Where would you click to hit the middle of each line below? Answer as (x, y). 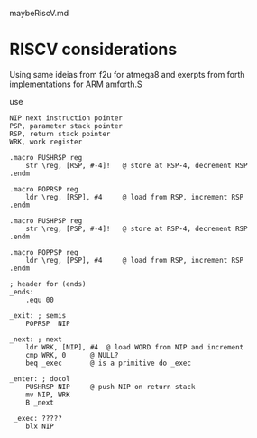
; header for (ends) (48, 284)
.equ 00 (40, 300)
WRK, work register (46, 142)
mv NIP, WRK (48, 395)
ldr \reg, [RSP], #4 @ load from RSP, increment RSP (135, 197)
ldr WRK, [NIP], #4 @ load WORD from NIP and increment (135, 347)
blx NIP (40, 426)
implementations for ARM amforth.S (76, 84)
